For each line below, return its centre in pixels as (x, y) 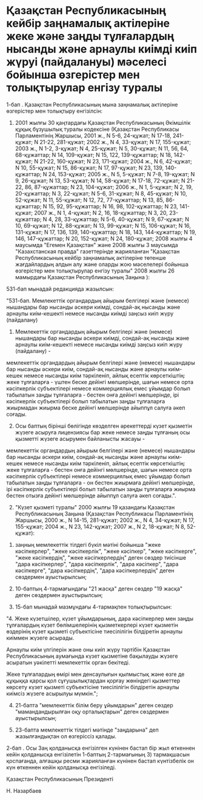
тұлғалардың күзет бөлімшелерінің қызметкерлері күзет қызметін (92, 625)
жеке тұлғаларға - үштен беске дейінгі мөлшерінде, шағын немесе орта (100, 382)
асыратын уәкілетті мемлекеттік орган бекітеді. (68, 662)
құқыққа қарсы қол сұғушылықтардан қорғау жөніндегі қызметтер (93, 680)
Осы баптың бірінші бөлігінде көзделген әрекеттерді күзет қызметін (104, 426)
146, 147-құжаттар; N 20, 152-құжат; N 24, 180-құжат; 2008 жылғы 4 (104, 238)
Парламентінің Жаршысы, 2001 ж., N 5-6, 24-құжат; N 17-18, (93, 135)
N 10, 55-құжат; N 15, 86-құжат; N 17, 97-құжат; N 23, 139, (89, 168)
